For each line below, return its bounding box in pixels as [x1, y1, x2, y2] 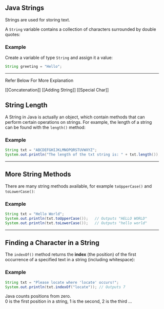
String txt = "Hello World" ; [5, 212, 64, 216]
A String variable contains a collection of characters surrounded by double [5, 26, 156, 32]
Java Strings [5, 4, 44, 12]
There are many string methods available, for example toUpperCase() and [5, 183, 152, 189]
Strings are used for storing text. [5, 17, 70, 22]
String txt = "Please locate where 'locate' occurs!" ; [5, 280, 119, 285]
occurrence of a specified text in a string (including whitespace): [5, 257, 135, 263]
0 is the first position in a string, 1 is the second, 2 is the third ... [5, 298, 132, 304]
